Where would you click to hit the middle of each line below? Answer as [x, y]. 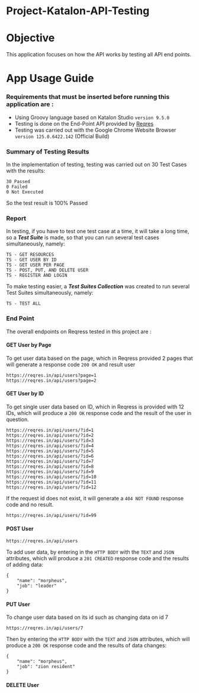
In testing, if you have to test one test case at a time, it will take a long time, [98, 231]
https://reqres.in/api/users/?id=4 [50, 446]
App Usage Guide [50, 79]
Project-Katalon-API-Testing [78, 11]
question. [18, 419]
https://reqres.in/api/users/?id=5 [50, 451]
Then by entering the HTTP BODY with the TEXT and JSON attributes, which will [98, 639]
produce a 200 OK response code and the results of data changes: [86, 646]
